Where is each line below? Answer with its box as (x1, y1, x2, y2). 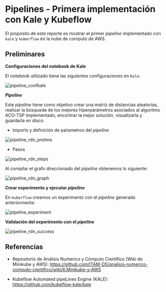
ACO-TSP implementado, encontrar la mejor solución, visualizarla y (5, 112, 143, 118)
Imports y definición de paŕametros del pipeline (12, 127, 109, 133)
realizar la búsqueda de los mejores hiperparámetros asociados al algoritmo (5, 107, 161, 113)
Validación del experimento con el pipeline (5, 219, 95, 225)
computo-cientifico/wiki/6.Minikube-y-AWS (12, 266, 102, 272)
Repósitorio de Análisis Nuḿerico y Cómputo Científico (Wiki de (12, 256, 143, 262)
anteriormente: (5, 199, 36, 205)
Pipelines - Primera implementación (5, 3, 156, 15)
